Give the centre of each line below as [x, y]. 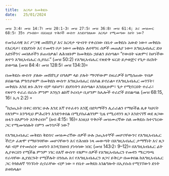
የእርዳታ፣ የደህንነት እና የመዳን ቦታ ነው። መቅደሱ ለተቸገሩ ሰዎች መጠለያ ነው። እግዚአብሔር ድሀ [84, 48]
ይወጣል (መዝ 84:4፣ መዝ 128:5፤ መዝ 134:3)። [47, 65]
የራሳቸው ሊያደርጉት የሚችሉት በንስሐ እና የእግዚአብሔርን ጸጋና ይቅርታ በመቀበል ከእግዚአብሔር [84, 157]
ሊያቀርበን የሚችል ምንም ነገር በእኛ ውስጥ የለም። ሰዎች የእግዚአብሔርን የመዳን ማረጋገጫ [80, 152]
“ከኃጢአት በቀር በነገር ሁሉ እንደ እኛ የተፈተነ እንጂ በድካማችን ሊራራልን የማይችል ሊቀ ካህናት [82, 108]
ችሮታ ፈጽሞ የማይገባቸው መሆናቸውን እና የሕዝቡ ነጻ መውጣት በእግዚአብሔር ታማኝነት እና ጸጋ [85, 140]
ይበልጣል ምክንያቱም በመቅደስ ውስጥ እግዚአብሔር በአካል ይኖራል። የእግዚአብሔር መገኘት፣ [80, 81]
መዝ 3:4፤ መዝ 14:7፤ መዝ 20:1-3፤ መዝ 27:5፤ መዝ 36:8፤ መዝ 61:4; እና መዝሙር [80, 28]
